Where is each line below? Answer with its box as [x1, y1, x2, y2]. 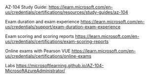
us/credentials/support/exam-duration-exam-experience [5, 24, 121, 30]
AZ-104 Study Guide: [5, 4, 48, 10]
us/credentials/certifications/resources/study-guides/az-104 [5, 9, 128, 15]
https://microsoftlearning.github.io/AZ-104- [16, 63, 104, 68]
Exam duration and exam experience [5, 19, 80, 24]
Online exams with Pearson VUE [5, 48, 71, 54]
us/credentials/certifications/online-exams [5, 53, 92, 59]
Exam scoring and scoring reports [5, 34, 75, 39]
